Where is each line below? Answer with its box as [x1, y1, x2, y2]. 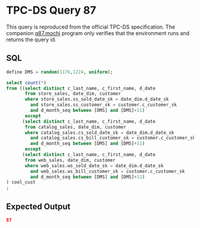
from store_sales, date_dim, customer [24, 90, 121, 97]
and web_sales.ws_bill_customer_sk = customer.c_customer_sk [30, 168, 185, 174]
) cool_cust [6, 179, 36, 185]
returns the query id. [6, 36, 57, 43]
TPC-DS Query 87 [6, 4, 96, 17]
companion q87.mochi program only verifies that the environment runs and [6, 29, 190, 36]
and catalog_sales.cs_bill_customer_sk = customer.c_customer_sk [30, 135, 196, 141]
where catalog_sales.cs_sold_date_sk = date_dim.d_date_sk [24, 129, 174, 136]
